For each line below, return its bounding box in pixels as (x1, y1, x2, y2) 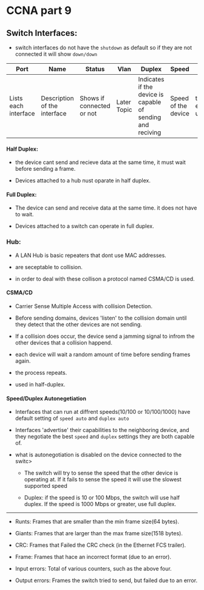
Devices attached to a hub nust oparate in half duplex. (15, 177, 151, 184)
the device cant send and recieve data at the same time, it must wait (15, 159, 186, 166)
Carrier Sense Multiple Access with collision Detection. (15, 302, 153, 310)
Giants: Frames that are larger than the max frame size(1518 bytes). (15, 530, 183, 537)
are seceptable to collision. (15, 263, 83, 270)
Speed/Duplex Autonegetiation (6, 394, 87, 402)
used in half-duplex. (15, 380, 66, 388)
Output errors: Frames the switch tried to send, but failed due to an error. (15, 577, 198, 584)
